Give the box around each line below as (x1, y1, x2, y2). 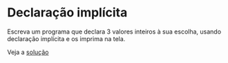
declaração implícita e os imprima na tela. (7, 34, 126, 42)
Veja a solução (7, 48, 49, 56)
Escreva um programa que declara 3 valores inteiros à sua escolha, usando (7, 27, 222, 36)
